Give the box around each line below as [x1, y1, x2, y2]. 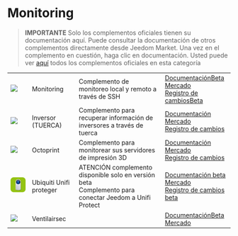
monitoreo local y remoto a [79, 85, 157, 94]
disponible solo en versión [79, 171, 156, 179]
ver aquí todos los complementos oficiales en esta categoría [24, 58, 201, 67]
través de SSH [79, 92, 120, 101]
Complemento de [79, 77, 130, 86]
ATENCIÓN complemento [79, 163, 153, 172]
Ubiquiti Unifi [31, 179, 70, 187]
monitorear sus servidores [79, 146, 156, 154]
